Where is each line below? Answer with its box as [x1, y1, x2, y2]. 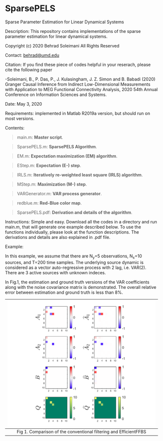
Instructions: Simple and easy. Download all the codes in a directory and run [5, 219, 158, 224]
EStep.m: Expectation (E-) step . [16, 162, 81, 168]
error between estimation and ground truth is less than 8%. [5, 289, 123, 295]
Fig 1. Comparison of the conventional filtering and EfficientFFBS [16, 429, 147, 435]
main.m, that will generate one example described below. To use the [5, 224, 142, 230]
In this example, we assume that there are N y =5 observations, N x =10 [5, 253, 142, 260]
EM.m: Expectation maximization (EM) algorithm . [16, 153, 118, 159]
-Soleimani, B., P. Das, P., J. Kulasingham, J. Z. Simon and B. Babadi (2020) [5, 76, 156, 82]
